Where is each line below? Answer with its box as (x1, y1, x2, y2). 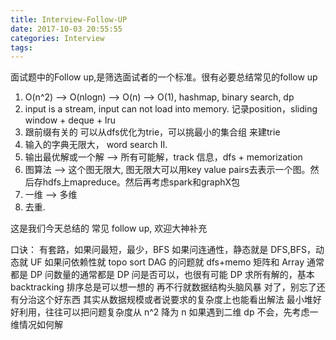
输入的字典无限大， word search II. (24, 139, 168, 151)
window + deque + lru (24, 114, 117, 126)
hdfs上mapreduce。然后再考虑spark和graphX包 (42, 176, 241, 188)
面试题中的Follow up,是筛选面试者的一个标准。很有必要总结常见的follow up (10, 71, 318, 83)
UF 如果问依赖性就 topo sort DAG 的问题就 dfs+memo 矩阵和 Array (29, 256, 305, 268)
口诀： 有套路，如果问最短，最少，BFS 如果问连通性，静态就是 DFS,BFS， (10, 244, 317, 256)
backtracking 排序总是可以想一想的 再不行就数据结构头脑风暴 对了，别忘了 (10, 281, 317, 293)
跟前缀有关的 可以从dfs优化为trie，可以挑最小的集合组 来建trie (24, 126, 281, 138)
